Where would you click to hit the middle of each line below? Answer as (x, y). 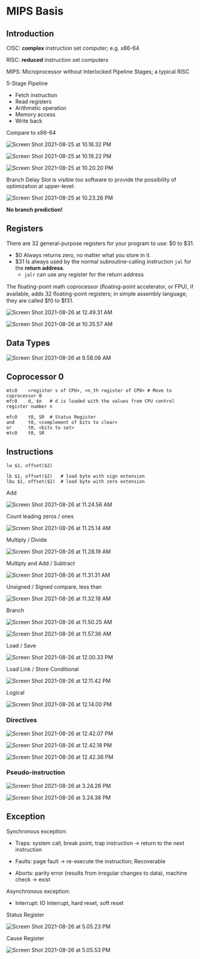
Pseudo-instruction (36, 773)
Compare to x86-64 (31, 133)
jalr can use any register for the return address (84, 274)
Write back (28, 121)
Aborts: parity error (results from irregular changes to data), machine (101, 873)
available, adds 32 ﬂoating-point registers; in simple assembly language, (97, 294)
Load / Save (21, 646)
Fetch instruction (36, 95)
